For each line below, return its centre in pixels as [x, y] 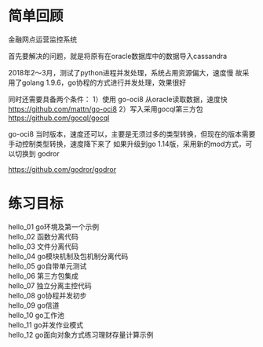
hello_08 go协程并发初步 [47, 295]
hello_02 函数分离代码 [43, 236]
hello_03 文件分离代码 [43, 246]
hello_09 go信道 [34, 305]
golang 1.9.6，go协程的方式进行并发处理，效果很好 [104, 82]
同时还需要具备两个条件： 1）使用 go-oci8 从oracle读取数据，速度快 [118, 99]
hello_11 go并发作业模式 [46, 325]
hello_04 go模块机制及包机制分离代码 [68, 256]
